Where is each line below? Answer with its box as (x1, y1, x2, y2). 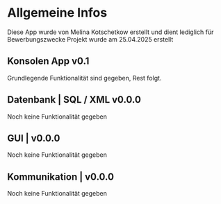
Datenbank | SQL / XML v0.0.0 (7, 94, 141, 105)
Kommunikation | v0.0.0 (7, 171, 115, 182)
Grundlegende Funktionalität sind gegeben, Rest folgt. (7, 74, 162, 82)
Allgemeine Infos (7, 5, 108, 21)
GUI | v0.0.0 (7, 132, 60, 144)
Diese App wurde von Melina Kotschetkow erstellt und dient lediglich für (7, 28, 214, 36)
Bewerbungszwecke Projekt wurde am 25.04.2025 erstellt (7, 35, 174, 43)
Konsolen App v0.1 (7, 56, 90, 67)
